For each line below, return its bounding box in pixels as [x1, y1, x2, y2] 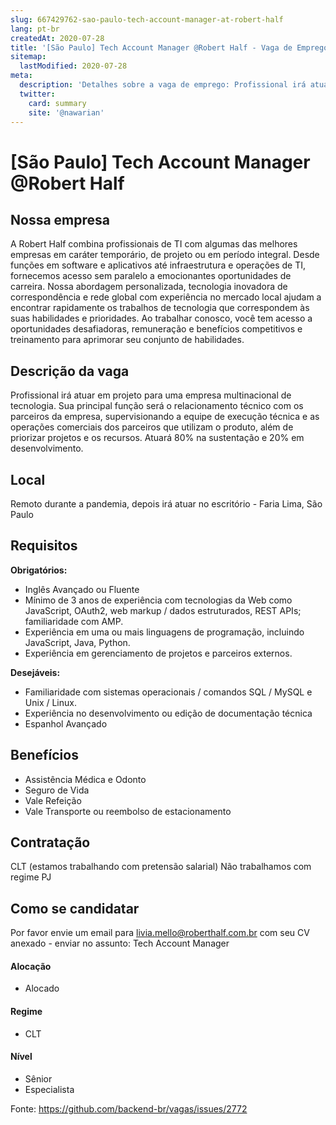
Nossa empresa [10, 211, 110, 228]
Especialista [24, 1083, 75, 1095]
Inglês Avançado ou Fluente [24, 583, 140, 595]
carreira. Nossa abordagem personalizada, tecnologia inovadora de [10, 281, 288, 293]
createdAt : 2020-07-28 [10, 33, 105, 43]
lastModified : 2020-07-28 [19, 61, 128, 71]
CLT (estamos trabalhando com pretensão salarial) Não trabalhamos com [10, 861, 312, 873]
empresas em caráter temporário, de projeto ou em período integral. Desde [10, 249, 320, 261]
